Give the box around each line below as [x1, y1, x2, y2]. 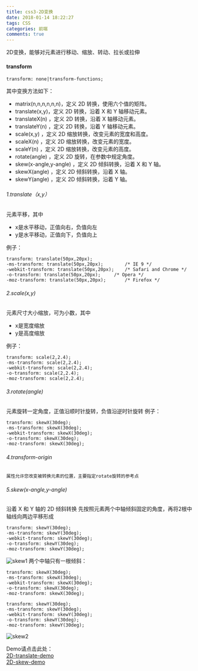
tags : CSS [6, 20, 31, 26]
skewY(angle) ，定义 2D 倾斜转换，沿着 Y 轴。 [14, 176, 131, 183]
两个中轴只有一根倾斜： [28, 558, 87, 565]
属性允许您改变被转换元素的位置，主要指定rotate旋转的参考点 [6, 473, 140, 480]
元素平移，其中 [6, 211, 43, 218]
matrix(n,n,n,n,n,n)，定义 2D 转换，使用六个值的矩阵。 [14, 100, 150, 107]
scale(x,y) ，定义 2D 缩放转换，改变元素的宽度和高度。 [14, 130, 152, 138]
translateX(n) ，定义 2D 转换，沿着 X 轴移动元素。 [14, 115, 140, 122]
